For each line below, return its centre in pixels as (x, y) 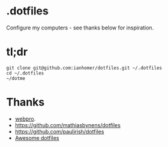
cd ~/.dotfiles (25, 73)
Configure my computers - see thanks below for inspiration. (80, 28)
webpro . (25, 119)
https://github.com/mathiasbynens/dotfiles (68, 125)
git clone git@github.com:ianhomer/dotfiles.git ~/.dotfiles (84, 68)
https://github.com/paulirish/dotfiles (59, 131)
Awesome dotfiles (37, 138)
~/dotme (16, 78)
